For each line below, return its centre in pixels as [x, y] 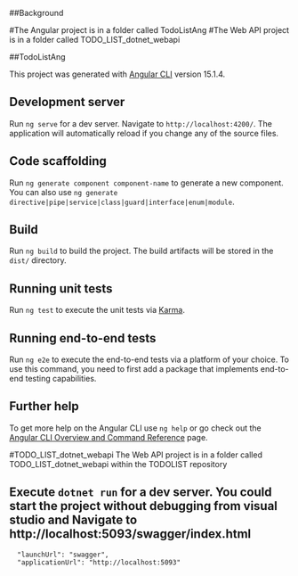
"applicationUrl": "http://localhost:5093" [99, 562]
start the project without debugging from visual [144, 506]
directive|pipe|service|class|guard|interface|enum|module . [122, 202]
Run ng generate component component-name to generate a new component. [147, 183]
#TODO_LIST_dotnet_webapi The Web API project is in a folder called [136, 455]
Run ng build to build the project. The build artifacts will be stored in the [141, 251]
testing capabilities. [61, 379]
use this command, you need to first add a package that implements [134, 369]
